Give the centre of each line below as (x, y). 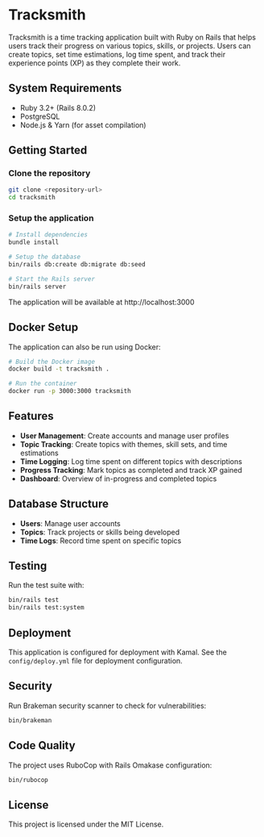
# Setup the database (45, 257)
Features (31, 416)
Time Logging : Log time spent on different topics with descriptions (131, 461)
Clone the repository (49, 174)
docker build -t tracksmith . (59, 369)
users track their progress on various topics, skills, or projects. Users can (130, 45)
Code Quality (42, 745)
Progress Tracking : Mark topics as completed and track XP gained (131, 470)
